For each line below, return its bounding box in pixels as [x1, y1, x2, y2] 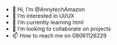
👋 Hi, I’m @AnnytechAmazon [12, 6, 85, 13]
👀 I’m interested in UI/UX [12, 12, 75, 19]
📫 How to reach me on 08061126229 [12, 32, 107, 39]
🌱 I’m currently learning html [12, 19, 84, 26]
